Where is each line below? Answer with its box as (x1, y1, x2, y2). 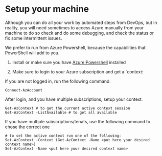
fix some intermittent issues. (5, 35, 62, 41)
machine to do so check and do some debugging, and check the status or (5, 30, 154, 36)
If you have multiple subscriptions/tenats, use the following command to (5, 118, 151, 124)
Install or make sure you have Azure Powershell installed (12, 59, 126, 65)
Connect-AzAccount (5, 88, 43, 92)
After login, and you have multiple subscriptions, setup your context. (5, 96, 143, 102)
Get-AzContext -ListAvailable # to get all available (5, 110, 117, 115)
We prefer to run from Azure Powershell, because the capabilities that (5, 45, 146, 50)
